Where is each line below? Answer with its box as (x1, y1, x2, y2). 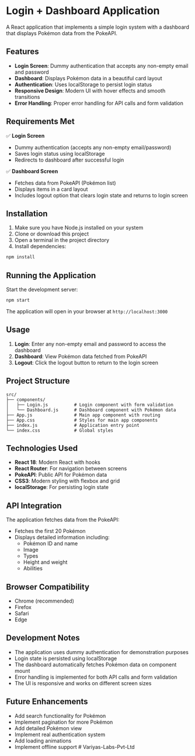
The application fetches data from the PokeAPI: (6, 516, 120, 524)
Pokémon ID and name (23, 540, 78, 547)
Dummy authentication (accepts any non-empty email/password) (14, 143, 172, 150)
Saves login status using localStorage (14, 150, 105, 157)
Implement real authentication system (14, 731, 106, 738)
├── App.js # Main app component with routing (6, 412, 161, 418)
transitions (14, 93, 40, 100)
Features (6, 47, 39, 57)
